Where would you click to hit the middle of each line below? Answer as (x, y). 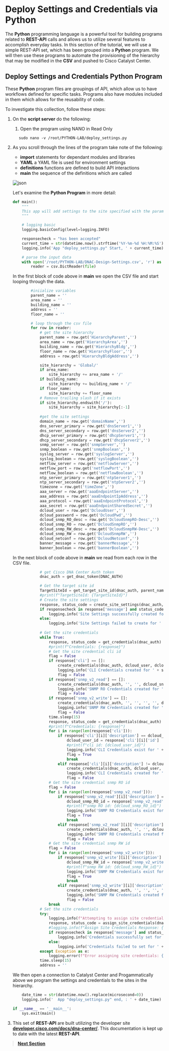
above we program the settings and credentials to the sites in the (80, 980)
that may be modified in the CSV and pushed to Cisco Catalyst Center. (78, 60)
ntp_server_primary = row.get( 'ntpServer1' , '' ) (90, 478)
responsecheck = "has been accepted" (61, 239)
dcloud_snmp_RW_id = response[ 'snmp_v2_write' (116, 862)
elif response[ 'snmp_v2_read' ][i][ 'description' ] (111, 825)
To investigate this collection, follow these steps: (56, 109)
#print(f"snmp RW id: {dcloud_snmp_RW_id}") (114, 867)
